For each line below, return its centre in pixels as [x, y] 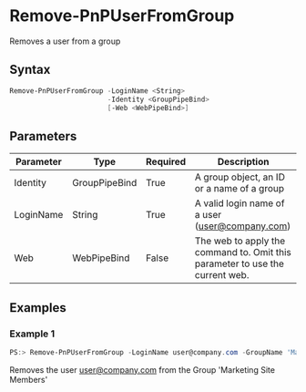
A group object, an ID [240, 177]
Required [166, 162]
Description [243, 162]
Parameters [43, 136]
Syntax [30, 70]
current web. [222, 275]
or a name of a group [240, 189]
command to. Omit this [243, 253]
